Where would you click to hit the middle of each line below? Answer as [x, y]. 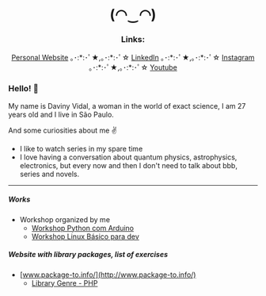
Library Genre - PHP [65, 283]
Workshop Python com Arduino [83, 228]
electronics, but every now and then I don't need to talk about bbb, [128, 165]
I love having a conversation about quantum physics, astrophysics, [128, 157]
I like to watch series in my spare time [81, 148]
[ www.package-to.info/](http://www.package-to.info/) [108, 275]
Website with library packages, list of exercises [88, 255]
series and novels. [49, 174]
